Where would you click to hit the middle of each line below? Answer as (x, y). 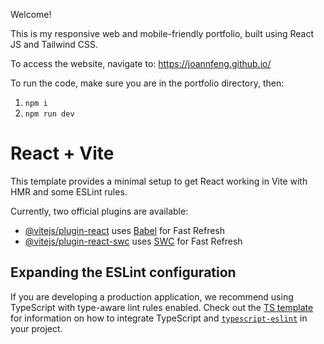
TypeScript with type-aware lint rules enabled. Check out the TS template (162, 307)
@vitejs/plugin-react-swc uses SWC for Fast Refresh (133, 241)
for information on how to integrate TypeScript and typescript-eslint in (159, 318)
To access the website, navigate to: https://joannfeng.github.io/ (141, 63)
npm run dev (49, 114)
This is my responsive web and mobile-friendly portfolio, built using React (162, 33)
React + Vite (62, 153)
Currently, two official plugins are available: (99, 211)
